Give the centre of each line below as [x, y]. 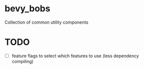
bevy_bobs [27, 9]
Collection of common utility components [47, 22]
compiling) [23, 61]
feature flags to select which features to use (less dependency [75, 56]
